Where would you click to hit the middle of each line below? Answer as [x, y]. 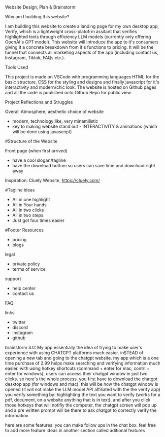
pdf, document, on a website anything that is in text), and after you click [78, 400]
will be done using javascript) [42, 132]
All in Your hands [29, 205]
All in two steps [28, 215]
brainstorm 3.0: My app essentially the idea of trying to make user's [74, 347]
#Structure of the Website [31, 141]
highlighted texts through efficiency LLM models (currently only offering [78, 37]
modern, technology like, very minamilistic [55, 121]
